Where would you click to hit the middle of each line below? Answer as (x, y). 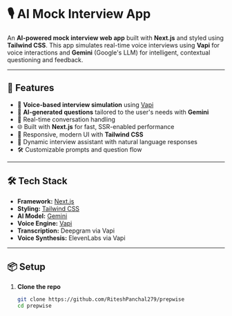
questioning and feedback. (45, 59)
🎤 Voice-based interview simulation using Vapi (85, 104)
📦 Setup (27, 267)
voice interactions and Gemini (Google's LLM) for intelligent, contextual (109, 52)
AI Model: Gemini (42, 216)
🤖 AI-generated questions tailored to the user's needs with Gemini (113, 112)
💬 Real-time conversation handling (66, 119)
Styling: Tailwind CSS (48, 208)
